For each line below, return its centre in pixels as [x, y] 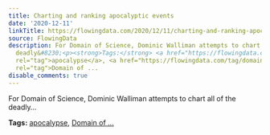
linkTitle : [27, 31]
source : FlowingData [43, 38]
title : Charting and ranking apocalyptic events [91, 16]
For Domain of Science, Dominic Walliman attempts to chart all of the [122, 98]
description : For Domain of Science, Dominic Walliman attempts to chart [135, 46]
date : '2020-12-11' [41, 23]
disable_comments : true [48, 76]
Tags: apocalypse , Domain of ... [61, 122]
